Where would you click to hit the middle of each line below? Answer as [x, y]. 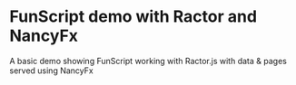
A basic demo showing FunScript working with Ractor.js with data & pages [148, 61]
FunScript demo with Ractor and [133, 17]
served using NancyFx [51, 71]
